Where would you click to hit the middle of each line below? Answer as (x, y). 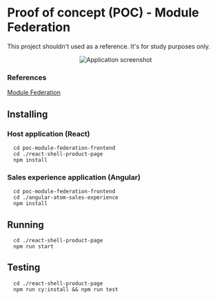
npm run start (33, 247)
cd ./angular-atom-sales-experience (66, 197)
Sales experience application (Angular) (74, 177)
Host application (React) (49, 133)
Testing (24, 267)
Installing (28, 114)
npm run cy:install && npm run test (66, 289)
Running (26, 225)
